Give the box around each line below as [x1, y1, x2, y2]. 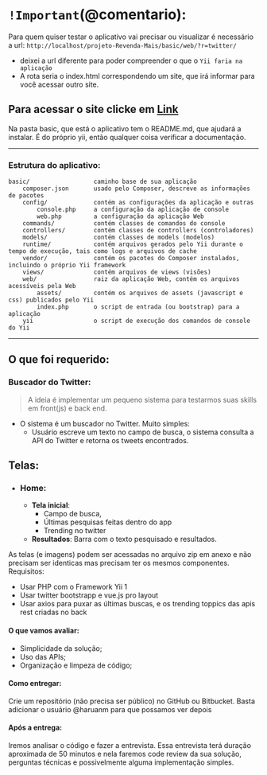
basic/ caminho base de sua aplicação [8, 177, 197, 186]
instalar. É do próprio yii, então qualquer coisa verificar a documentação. [8, 132, 246, 142]
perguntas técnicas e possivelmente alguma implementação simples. [8, 757, 234, 767]
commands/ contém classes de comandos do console [22, 220, 226, 228]
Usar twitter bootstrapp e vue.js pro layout [19, 590, 159, 600]
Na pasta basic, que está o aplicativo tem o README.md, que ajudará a [8, 123, 242, 133]
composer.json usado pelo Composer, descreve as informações [22, 185, 250, 193]
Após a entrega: [8, 722, 62, 733]
